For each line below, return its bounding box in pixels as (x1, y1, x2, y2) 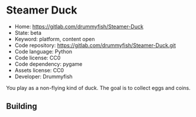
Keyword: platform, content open (14, 35, 95, 42)
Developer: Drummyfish (14, 73, 73, 80)
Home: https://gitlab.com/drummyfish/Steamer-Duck (14, 23, 143, 30)
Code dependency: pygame (14, 60, 83, 68)
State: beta (14, 29, 42, 36)
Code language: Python (14, 48, 73, 55)
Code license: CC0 (14, 54, 61, 61)
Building (6, 101, 37, 112)
